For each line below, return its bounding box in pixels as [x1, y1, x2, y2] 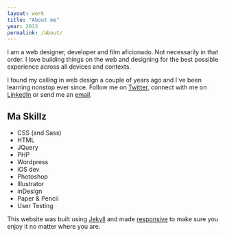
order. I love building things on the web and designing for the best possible [7, 56, 219, 64]
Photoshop [16, 172, 48, 181]
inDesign [16, 187, 43, 196]
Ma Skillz [7, 111, 47, 122]
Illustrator [16, 180, 45, 188]
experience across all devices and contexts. [7, 63, 132, 71]
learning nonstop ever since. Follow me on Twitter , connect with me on [7, 83, 207, 91]
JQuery [16, 144, 39, 152]
